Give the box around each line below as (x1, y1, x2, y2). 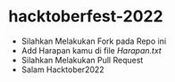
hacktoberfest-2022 (8, 6, 163, 27)
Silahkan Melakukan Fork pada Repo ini (21, 36, 167, 46)
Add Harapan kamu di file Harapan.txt (21, 45, 162, 55)
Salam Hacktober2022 (21, 64, 104, 75)
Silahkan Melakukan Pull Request (21, 54, 144, 65)
